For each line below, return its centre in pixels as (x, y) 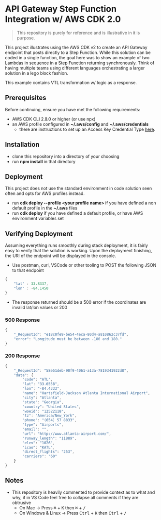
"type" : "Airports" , (43, 425)
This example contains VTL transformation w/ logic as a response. (71, 82)
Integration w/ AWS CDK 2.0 (63, 19)
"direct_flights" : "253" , (49, 452)
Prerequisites (26, 98)
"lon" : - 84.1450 (31, 288)
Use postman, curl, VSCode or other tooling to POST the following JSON (84, 265)
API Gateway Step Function (61, 9)
